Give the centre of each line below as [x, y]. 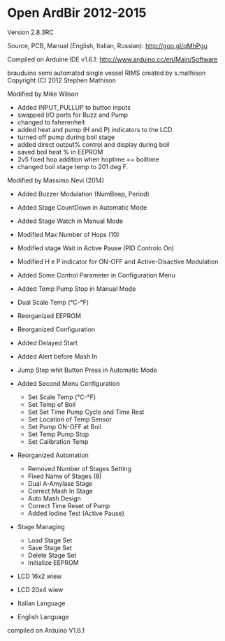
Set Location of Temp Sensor [70, 419]
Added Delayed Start [48, 343]
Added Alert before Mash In [57, 356]
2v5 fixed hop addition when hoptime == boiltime [88, 159]
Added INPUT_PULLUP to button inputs [74, 107]
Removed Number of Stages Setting [79, 468]
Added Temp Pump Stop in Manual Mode [77, 289]
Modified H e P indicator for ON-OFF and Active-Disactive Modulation [118, 261]
